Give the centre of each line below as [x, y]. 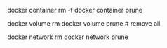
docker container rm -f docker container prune [75, 10]
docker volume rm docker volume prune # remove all [84, 23]
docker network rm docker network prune [68, 37]
